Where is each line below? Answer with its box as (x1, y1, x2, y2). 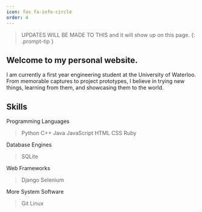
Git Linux (21, 200, 44, 207)
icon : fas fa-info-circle (6, 8, 72, 15)
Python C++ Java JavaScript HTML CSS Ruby (21, 130, 137, 137)
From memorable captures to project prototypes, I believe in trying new (6, 78, 185, 85)
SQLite (21, 153, 38, 161)
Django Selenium (21, 176, 64, 184)
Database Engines (6, 141, 52, 148)
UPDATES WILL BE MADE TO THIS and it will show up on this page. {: (21, 31, 196, 38)
